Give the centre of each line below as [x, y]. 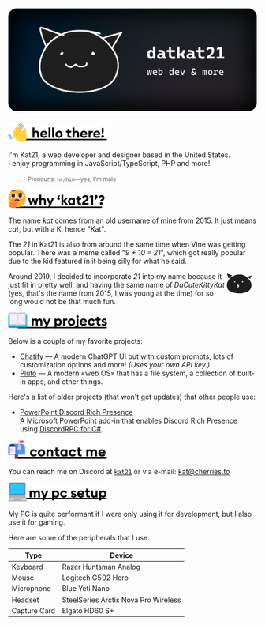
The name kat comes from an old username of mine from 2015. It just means [132, 220]
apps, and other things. [65, 382]
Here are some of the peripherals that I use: [79, 538]
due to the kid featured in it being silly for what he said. [97, 261]
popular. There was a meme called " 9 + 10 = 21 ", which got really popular [127, 252]
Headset [25, 600]
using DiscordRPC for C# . [62, 429]
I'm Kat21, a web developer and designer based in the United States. [119, 155]
